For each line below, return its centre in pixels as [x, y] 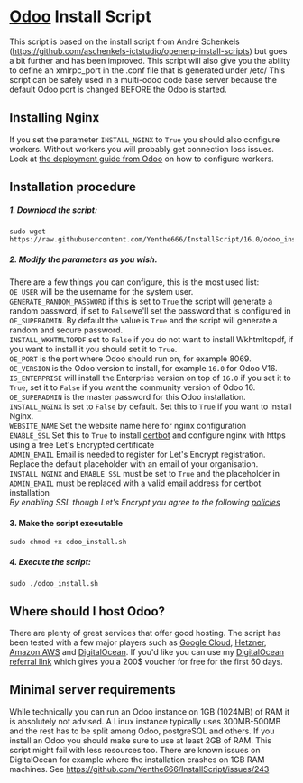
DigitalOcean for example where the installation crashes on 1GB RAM [137, 760]
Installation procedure [73, 187]
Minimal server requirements [92, 690]
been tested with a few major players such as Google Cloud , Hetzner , [138, 642]
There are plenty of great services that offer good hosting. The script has [145, 633]
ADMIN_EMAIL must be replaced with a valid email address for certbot [135, 483]
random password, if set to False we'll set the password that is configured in [150, 311]
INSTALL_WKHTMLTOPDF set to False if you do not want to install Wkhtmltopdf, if [151, 340]
